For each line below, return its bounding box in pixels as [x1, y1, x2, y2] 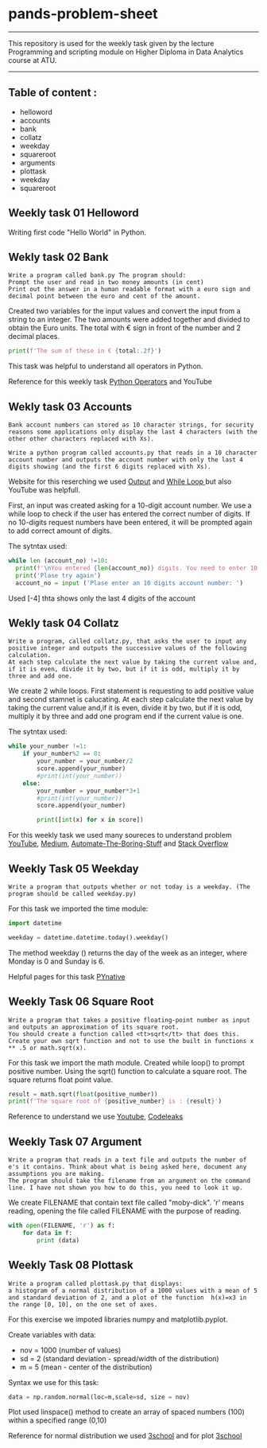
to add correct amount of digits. [8, 526, 113, 535]
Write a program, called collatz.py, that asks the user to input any [8, 637, 247, 645]
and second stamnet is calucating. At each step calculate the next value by [8, 695, 254, 704]
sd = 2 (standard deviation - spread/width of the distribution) [19, 1353, 220, 1363]
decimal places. [8, 332, 60, 341]
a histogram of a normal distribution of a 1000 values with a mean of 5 [8, 1286, 258, 1294]
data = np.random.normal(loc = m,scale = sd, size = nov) [8, 1393, 191, 1401]
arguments [19, 158, 56, 167]
